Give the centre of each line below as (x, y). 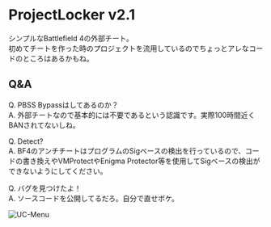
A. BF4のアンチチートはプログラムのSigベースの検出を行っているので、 (127, 150)
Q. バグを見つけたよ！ (45, 188)
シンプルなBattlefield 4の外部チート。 (71, 38)
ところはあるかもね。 (58, 58)
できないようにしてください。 (58, 170)
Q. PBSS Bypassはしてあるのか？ (64, 105)
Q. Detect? (26, 141)
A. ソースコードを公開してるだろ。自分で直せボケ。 (94, 198)
